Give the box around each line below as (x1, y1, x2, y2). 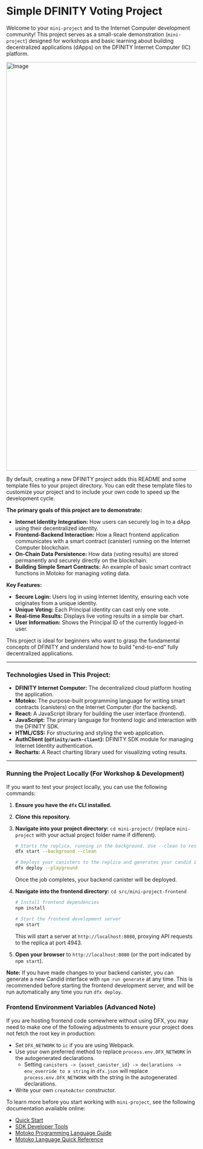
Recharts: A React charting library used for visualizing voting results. (14, 748, 187, 756)
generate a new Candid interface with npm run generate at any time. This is (6, 975, 193, 983)
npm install (14, 905, 45, 911)
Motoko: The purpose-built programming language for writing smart (14, 697, 185, 704)
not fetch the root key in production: (6, 1030, 96, 1037)
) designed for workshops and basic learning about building (25, 37, 174, 44)
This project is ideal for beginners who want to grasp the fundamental (6, 637, 180, 644)
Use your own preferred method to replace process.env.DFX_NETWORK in (14, 1048, 192, 1055)
